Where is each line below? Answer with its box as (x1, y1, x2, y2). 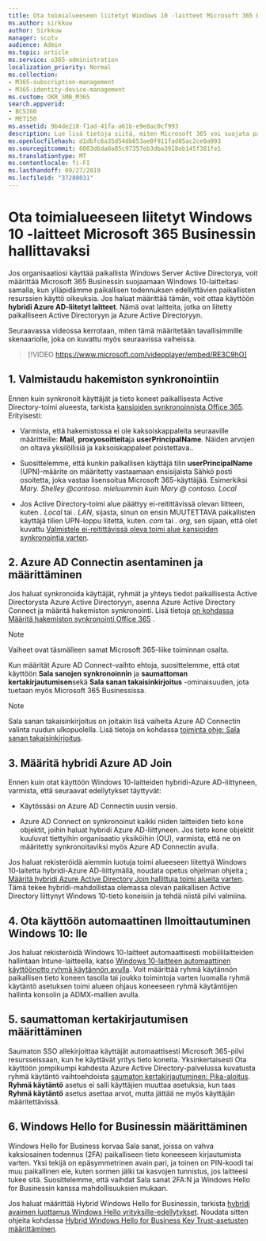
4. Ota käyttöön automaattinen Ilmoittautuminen (8, 914, 251, 927)
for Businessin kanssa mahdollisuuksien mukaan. (8, 1183, 169, 1193)
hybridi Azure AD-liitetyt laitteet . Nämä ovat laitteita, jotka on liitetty (8, 302, 233, 311)
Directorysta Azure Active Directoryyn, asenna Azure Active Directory (8, 597, 236, 607)
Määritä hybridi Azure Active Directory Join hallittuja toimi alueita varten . (8, 874, 245, 884)
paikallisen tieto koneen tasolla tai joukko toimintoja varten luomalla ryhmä (8, 973, 250, 983)
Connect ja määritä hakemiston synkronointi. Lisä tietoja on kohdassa (8, 606, 234, 615)
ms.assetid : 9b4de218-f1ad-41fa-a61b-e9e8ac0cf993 (8, 122, 179, 130)
